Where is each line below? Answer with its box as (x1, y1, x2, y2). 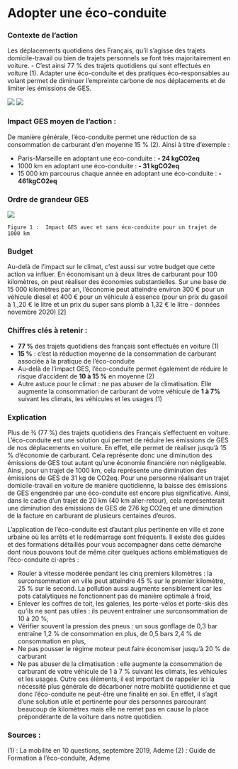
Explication (7, 412, 47, 422)
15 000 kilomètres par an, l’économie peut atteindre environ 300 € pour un (7, 285, 225, 294)
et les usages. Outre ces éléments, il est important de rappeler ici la (17, 675, 215, 683)
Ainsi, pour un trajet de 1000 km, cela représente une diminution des (7, 466, 207, 474)
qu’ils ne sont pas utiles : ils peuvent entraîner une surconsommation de (17, 606, 228, 615)
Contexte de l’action (7, 31, 79, 40)
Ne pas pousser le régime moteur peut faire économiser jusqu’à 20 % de (17, 644, 230, 653)
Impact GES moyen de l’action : (7, 116, 117, 126)
